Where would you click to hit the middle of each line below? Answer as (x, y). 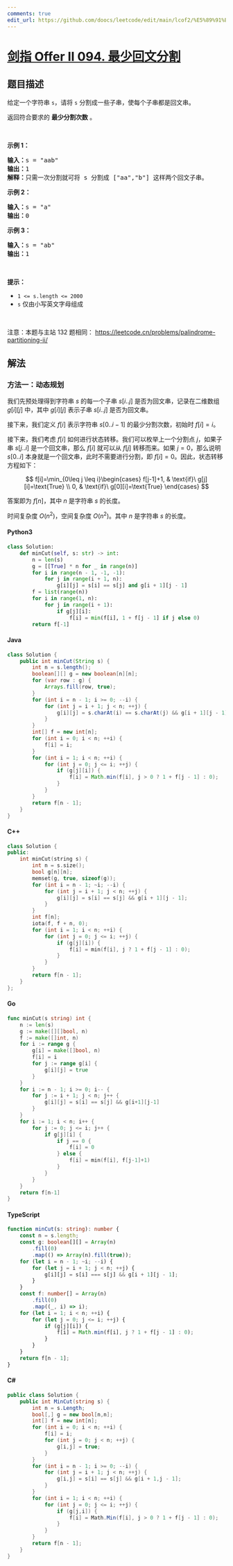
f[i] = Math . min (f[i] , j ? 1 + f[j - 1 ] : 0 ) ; (125, 1332)
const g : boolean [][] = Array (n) (68, 1242)
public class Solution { (43, 1395)
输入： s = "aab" (33, 160)
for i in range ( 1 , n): (65, 599)
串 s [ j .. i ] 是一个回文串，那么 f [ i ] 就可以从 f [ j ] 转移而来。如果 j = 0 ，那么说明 (114, 448)
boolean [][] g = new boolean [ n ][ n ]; (85, 674)
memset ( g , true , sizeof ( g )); (74, 878)
